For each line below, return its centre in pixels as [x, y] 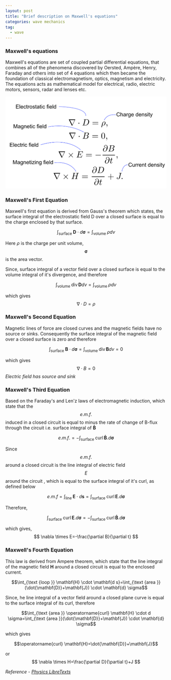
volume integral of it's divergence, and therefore [56, 274]
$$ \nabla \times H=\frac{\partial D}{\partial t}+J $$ [86, 662]
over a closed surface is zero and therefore [51, 339]
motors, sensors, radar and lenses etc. [46, 89]
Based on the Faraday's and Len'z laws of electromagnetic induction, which [85, 401]
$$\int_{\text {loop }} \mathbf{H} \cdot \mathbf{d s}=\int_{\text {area [83, 582]
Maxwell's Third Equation [38, 389]
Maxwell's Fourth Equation [39, 550]
